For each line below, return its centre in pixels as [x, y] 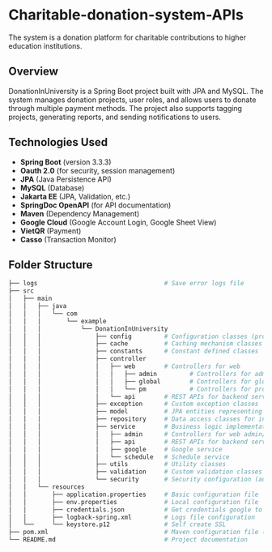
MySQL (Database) [52, 187]
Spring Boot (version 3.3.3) [66, 162]
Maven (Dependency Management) [80, 213]
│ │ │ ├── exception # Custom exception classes [134, 404]
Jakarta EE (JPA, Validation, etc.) [75, 196]
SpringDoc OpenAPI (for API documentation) [96, 205]
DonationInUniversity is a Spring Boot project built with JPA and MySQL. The [136, 91]
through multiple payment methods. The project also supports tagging [125, 108]
